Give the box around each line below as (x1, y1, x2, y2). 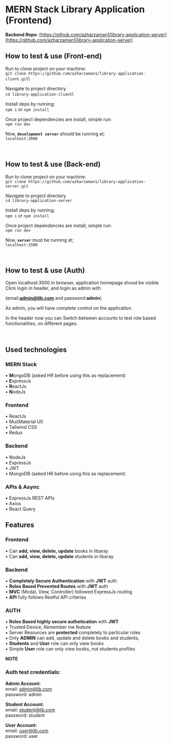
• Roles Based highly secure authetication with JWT (5, 619, 119, 625)
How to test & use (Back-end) (5, 160, 101, 169)
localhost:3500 (5, 242, 38, 247)
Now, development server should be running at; (5, 130, 105, 137)
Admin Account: (5, 680, 41, 686)
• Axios (5, 500, 22, 506)
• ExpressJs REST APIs (5, 494, 55, 501)
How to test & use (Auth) (5, 266, 85, 275)
